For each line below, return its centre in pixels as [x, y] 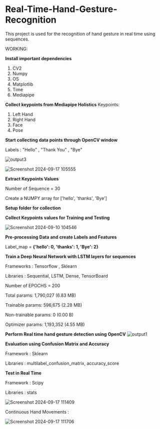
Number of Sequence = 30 [33, 188]
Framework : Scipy [24, 382]
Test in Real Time [23, 373]
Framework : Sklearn [26, 353]
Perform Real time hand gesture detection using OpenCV [65, 334]
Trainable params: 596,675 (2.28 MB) [44, 305]
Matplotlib [23, 84]
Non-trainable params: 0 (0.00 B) [39, 315]
